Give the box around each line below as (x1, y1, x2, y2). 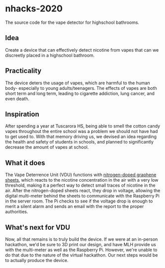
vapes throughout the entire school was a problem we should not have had (5, 129, 158, 134)
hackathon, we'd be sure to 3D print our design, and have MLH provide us (5, 242, 156, 247)
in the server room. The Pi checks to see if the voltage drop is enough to (5, 198, 153, 204)
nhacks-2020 (5, 3, 63, 14)
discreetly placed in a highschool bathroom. (5, 52, 95, 58)
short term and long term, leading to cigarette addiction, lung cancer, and (5, 90, 155, 96)
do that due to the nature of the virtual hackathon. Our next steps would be (5, 252, 158, 258)
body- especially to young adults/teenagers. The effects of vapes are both (5, 85, 157, 91)
